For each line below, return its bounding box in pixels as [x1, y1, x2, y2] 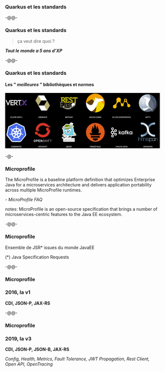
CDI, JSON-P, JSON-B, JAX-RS [5, 346, 70, 352]
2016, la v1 [5, 289, 31, 296]
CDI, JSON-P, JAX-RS [5, 300, 51, 306]
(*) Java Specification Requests [5, 254, 69, 260]
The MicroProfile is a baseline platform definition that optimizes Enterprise [5, 177, 156, 183]
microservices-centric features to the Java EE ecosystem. [5, 212, 123, 217]
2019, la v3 [5, 335, 32, 342]
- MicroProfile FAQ [5, 197, 43, 203]
